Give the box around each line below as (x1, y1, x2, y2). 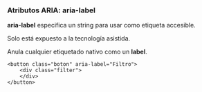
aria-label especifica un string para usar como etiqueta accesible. (7, 21, 196, 30)
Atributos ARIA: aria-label (7, 5, 95, 15)
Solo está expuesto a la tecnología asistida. (7, 34, 131, 43)
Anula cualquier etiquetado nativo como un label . (7, 47, 147, 56)
